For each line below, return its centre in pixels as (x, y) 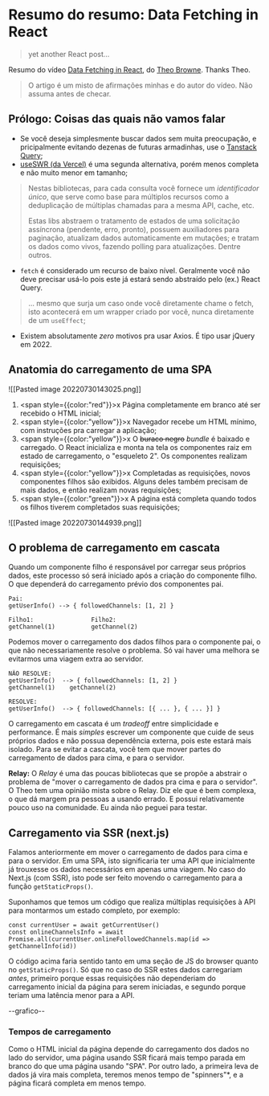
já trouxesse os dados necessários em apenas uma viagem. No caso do (127, 869)
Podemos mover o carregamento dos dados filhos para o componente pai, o (134, 642)
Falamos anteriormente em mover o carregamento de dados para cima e (128, 853)
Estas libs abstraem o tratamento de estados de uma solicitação (134, 221)
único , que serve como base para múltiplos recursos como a (128, 196)
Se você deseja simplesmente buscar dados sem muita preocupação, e (138, 138)
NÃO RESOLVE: (30, 674)
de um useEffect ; (57, 320)
